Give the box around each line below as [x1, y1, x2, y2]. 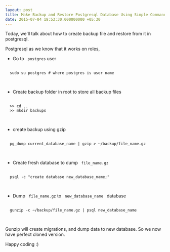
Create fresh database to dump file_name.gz [12, 160, 109, 166]
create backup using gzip [12, 127, 66, 133]
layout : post [5, 7, 33, 13]
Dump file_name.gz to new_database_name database [12, 193, 126, 199]
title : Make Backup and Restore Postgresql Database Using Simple [5, 12, 148, 17]
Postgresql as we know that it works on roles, [5, 46, 100, 52]
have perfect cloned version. [5, 231, 65, 238]
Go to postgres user [12, 56, 57, 62]
